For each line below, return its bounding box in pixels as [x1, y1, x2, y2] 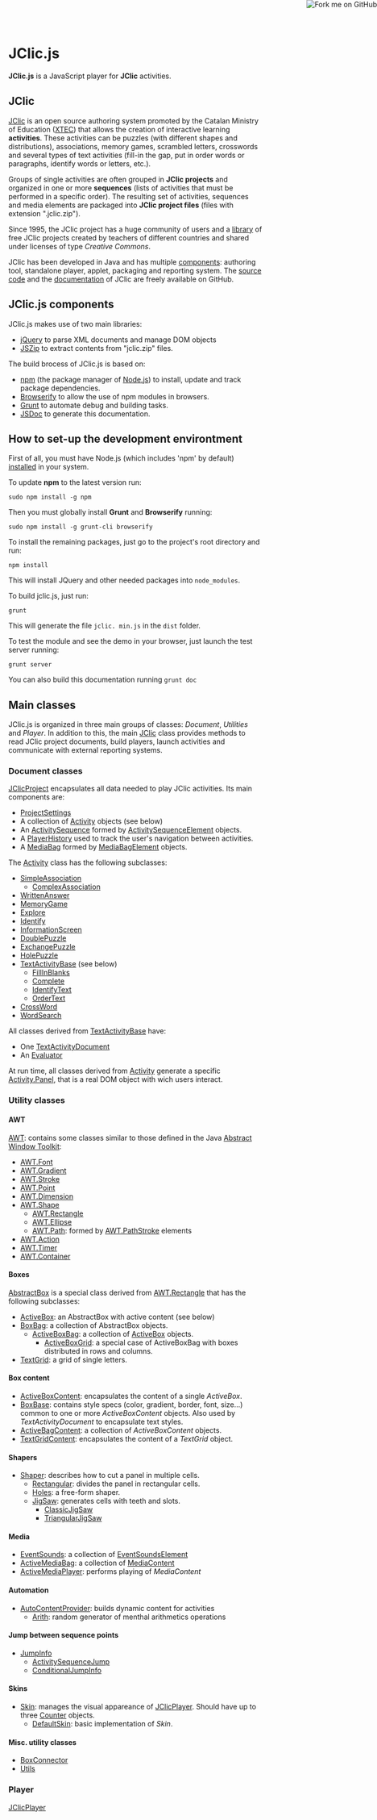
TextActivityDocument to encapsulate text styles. [19, 1417, 184, 1427]
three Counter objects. [19, 1710, 95, 1720]
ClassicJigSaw [43, 1505, 93, 1514]
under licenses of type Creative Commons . [8, 241, 151, 251]
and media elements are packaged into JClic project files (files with [8, 200, 234, 210]
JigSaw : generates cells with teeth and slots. [31, 1496, 181, 1506]
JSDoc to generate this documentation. [19, 408, 151, 419]
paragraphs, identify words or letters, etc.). [8, 158, 151, 169]
